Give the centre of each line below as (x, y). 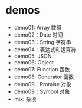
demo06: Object (34, 62)
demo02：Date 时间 (38, 35)
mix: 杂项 (25, 99)
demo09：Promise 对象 (43, 84)
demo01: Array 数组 (38, 27)
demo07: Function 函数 (42, 69)
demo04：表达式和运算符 (45, 49)
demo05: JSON (33, 56)
